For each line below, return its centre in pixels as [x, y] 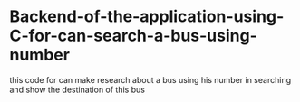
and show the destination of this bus [77, 89]
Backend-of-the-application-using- [147, 17]
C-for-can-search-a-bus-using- [134, 36]
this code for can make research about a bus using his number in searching [150, 79]
